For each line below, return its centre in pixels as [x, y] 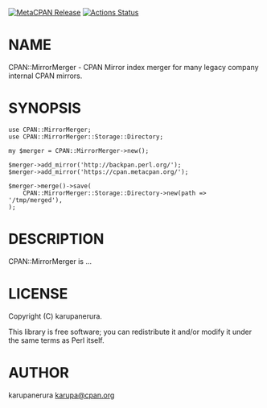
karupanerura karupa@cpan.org [62, 395]
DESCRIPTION [56, 239]
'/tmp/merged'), [35, 200]
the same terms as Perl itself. [56, 340]
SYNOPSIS [45, 108]
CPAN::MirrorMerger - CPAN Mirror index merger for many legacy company [133, 67]
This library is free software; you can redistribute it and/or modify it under [130, 332]
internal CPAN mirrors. [45, 76]
